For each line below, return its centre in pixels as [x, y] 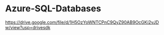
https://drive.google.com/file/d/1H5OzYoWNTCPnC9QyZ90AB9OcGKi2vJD [82, 22]
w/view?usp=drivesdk [28, 27]
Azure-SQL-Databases [53, 9]
